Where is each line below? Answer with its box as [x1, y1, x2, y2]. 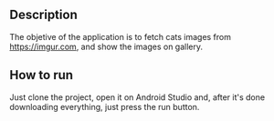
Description [9, 7, 78, 23]
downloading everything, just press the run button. [9, 101, 200, 112]
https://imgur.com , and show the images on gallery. [9, 41, 204, 52]
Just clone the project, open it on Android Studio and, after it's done [9, 91, 266, 103]
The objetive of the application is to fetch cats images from [9, 31, 231, 42]
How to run [9, 67, 74, 83]
